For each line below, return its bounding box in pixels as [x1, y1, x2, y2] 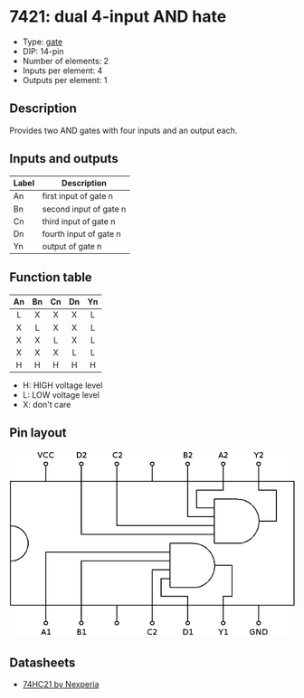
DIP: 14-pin [22, 45, 64, 56]
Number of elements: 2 [22, 55, 109, 66]
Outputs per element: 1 [22, 74, 108, 85]
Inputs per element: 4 [22, 65, 103, 76]
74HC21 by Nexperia [22, 679, 100, 690]
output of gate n [42, 241, 102, 252]
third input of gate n [42, 215, 116, 227]
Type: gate [22, 36, 63, 47]
